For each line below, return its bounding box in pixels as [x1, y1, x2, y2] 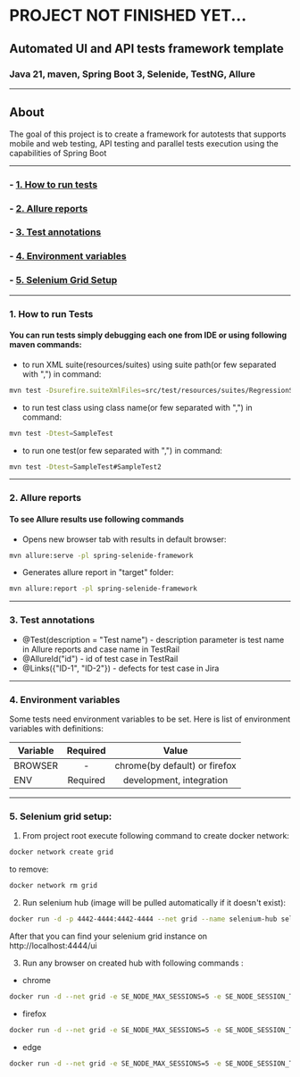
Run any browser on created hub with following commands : [21, 957, 244, 968]
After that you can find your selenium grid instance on [9, 931, 208, 941]
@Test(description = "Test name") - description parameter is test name [21, 634, 285, 645]
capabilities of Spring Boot [9, 147, 107, 158]
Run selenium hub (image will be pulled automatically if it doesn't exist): [21, 897, 287, 907]
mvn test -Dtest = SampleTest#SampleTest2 [9, 462, 162, 472]
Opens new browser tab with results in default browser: [21, 533, 227, 545]
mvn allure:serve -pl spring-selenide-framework [9, 551, 194, 560]
